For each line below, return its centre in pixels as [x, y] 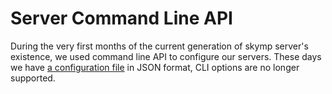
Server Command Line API [121, 18]
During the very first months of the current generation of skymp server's [159, 46]
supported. [33, 78]
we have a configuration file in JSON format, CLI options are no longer [155, 67]
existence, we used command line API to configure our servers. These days [166, 56]
